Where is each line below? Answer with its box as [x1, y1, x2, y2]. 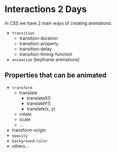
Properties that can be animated [4, 71, 107, 80]
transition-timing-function [19, 51, 73, 57]
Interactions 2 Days [4, 4, 87, 15]
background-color [11, 138, 48, 143]
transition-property [19, 40, 59, 46]
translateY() [26, 100, 51, 106]
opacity [11, 133, 28, 138]
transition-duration [19, 35, 58, 41]
